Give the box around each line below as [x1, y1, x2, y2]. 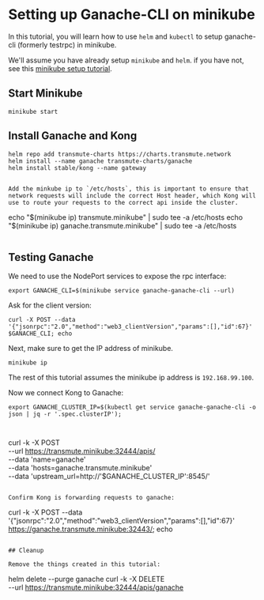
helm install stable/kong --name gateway [8, 164, 147, 172]
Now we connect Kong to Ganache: [8, 388, 124, 398]
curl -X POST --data [8, 316, 77, 324]
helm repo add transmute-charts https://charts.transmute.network [8, 150, 232, 158]
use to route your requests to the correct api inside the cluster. [8, 198, 239, 206]
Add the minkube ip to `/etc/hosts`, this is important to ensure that [8, 184, 249, 193]
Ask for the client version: [8, 300, 92, 310]
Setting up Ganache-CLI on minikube [8, 6, 255, 24]
